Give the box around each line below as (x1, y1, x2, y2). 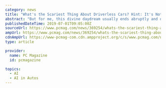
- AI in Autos (9, 76, 39, 81)
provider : (5, 48, 26, 53)
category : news (5, 7, 37, 12)
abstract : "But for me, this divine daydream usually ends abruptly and (5, 16, 158, 21)
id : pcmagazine (9, 57, 41, 62)
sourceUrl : (5, 26, 28, 31)
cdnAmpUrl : (5, 35, 28, 40)
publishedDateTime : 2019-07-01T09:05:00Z (5, 21, 92, 26)
